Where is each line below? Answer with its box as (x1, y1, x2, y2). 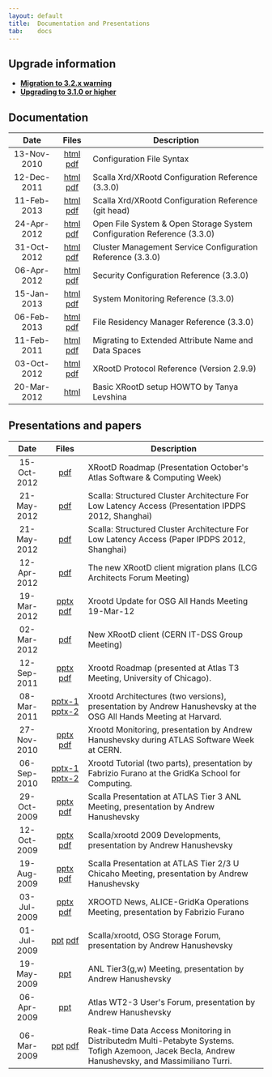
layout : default (8, 11, 63, 20)
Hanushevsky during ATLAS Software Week (87, 734, 255, 746)
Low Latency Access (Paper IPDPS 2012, (87, 533, 246, 545)
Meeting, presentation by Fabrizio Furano (87, 906, 244, 917)
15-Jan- (15, 288, 50, 299)
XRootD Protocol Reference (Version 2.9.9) (92, 363, 257, 374)
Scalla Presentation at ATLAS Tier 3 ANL (87, 791, 241, 802)
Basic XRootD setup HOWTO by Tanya (92, 382, 239, 392)
